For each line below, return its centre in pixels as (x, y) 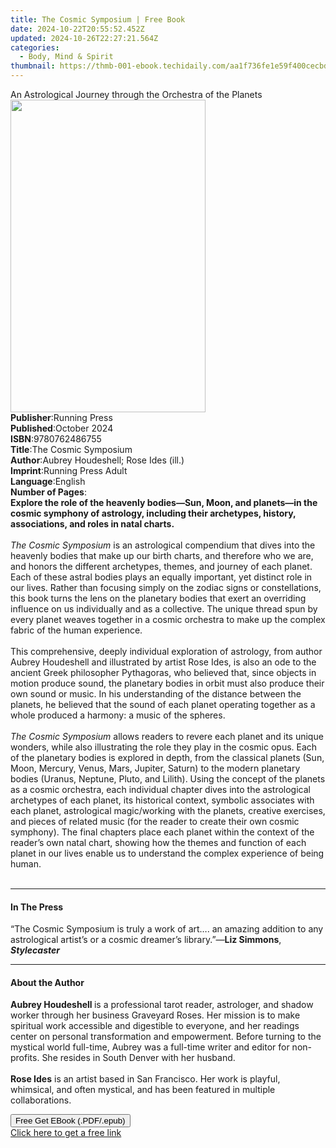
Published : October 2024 (62, 428)
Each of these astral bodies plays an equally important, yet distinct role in (161, 577)
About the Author (47, 982)
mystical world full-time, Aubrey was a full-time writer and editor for (150, 1047)
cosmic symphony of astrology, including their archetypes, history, (153, 513)
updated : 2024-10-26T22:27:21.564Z (84, 38)
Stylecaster (35, 950)
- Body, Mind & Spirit (66, 57)
